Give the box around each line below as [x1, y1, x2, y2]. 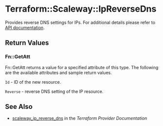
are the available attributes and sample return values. [5, 70, 112, 75]
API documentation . [5, 24, 45, 30]
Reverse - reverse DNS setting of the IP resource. [5, 89, 103, 94]
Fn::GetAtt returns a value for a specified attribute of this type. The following [5, 64, 159, 70]
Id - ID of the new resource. [5, 79, 61, 85]
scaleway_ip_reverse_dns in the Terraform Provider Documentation [12, 115, 147, 121]
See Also [5, 103, 33, 111]
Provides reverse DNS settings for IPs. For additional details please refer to [5, 19, 155, 25]
